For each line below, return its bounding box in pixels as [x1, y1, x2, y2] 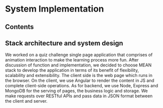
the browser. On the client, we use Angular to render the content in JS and [5, 77, 155, 83]
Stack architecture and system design [5, 39, 123, 47]
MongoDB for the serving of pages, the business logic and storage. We [5, 88, 148, 94]
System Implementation [5, 3, 104, 15]
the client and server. [5, 98, 48, 104]
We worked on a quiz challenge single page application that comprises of [5, 52, 153, 58]
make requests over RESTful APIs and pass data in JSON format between [5, 93, 153, 99]
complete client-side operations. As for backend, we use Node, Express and [5, 83, 159, 89]
